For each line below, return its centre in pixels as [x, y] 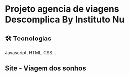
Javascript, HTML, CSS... [31, 53]
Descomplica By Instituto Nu [65, 19]
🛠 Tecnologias [28, 38]
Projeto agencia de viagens [62, 9]
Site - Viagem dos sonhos [45, 68]
